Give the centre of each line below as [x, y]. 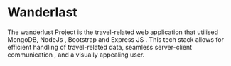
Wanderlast [43, 12]
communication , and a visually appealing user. [76, 55]
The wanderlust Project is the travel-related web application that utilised [113, 32]
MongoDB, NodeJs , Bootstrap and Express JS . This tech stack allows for [116, 39]
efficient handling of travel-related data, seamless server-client [100, 47]
